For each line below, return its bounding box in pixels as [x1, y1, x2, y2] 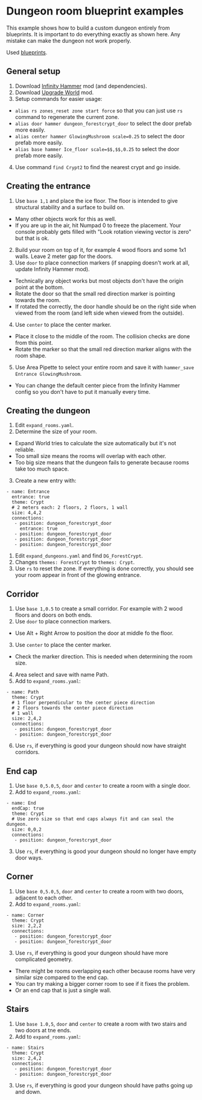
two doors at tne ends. [14, 1026, 71, 1034]
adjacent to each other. [14, 894, 73, 901]
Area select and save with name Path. [14, 671, 109, 678]
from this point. [14, 339, 53, 346]
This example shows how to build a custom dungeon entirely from [6, 24, 170, 31]
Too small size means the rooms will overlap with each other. [14, 452, 167, 460]
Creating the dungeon [6, 405, 90, 416]
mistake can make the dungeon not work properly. [6, 37, 131, 44]
